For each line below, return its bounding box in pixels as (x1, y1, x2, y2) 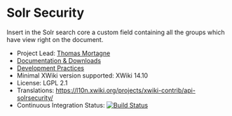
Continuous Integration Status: (16, 101, 105, 109)
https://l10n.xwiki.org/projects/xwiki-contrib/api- (55, 86, 196, 94)
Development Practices (16, 64, 85, 72)
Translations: (16, 86, 55, 94)
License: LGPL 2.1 (16, 78, 68, 87)
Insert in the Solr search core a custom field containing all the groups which (6, 28, 225, 36)
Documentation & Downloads (16, 56, 102, 64)
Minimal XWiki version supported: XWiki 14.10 (16, 71, 149, 80)
